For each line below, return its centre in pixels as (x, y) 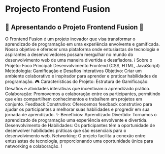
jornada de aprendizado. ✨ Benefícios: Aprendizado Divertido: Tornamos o (81, 115)
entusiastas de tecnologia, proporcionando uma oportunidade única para (79, 141)
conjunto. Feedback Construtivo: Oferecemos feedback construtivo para (79, 104)
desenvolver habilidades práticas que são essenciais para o (66, 130)
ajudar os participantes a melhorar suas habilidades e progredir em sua (77, 109)
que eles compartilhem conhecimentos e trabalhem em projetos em (74, 99)
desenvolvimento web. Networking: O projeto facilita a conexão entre (75, 136)
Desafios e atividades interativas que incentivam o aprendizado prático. (78, 89)
